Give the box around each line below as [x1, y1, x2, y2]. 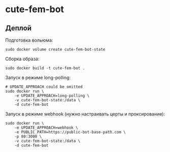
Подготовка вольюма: [5, 37, 53, 43]
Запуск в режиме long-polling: [5, 74, 71, 81]
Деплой [5, 24, 32, 32]
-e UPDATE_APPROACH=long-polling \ [14, 93, 90, 98]
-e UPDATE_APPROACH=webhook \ [14, 125, 79, 130]
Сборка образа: [5, 56, 40, 62]
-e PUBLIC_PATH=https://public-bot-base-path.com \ [14, 130, 126, 135]
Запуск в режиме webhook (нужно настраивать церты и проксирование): [5, 111, 165, 117]
